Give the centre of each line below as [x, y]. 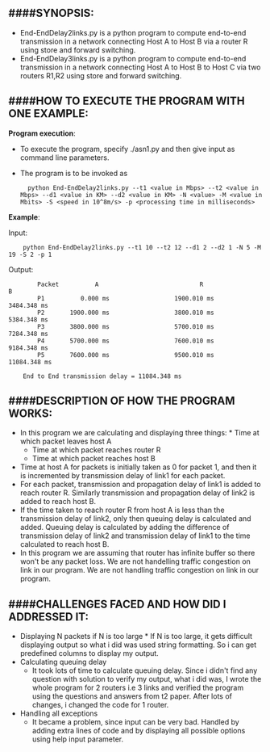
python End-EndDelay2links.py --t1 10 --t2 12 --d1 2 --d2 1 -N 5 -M [142, 247]
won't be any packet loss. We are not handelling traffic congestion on [135, 561]
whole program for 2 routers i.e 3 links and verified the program [138, 688]
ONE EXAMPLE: [48, 113]
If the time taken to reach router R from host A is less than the [122, 510]
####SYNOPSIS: [51, 13]
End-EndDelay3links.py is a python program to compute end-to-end [133, 58]
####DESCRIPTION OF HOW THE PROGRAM [122, 401]
